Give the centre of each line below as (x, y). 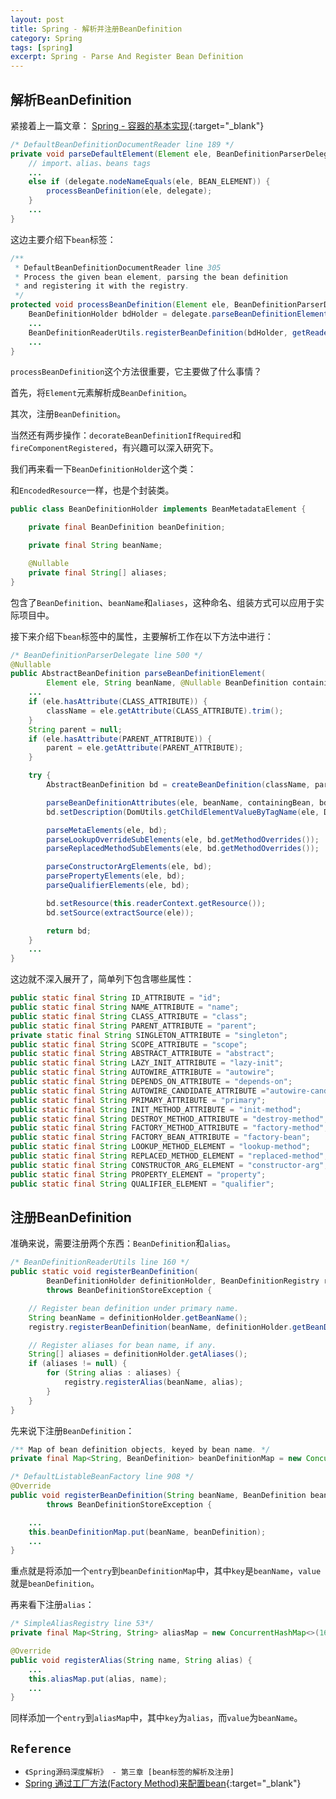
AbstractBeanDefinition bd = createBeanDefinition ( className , (178, 785)
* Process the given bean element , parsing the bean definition (151, 277)
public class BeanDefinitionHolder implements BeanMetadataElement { (158, 509)
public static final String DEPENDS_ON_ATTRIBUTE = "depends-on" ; (151, 1082)
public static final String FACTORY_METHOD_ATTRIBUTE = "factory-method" (167, 1128)
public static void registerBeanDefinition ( (104, 1272)
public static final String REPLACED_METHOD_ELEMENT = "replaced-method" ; (169, 1156)
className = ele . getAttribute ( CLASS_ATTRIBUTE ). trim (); (165, 711)
